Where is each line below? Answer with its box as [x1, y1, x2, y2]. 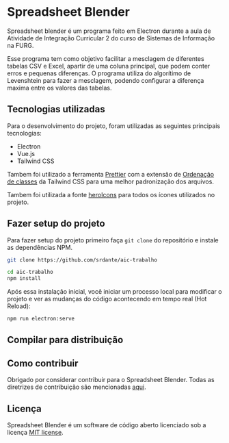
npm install [7, 275, 41, 282]
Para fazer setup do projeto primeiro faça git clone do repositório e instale [7, 236, 219, 244]
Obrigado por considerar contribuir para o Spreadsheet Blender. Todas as [7, 376, 215, 384]
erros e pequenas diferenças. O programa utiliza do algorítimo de [7, 69, 191, 77]
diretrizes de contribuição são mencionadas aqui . [7, 383, 146, 391]
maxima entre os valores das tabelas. [7, 84, 112, 92]
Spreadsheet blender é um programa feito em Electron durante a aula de [7, 27, 211, 35]
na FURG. [7, 41, 34, 49]
